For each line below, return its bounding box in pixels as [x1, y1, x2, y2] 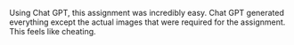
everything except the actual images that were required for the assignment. [9, 17, 286, 27]
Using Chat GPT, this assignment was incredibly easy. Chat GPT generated [9, 8, 285, 18]
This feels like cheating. [9, 26, 96, 36]
